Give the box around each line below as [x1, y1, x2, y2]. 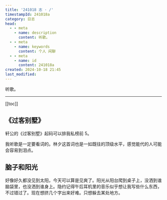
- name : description [14, 30, 57, 35]
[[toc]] [5, 100, 18, 107]
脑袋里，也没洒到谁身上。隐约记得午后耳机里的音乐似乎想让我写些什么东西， [5, 183, 162, 189]
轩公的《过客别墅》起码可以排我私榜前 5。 [5, 130, 92, 136]
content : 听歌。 [18, 35, 50, 40]
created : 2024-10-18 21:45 [5, 67, 61, 72]
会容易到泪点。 [5, 147, 36, 153]
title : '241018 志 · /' [5, 7, 54, 12]
